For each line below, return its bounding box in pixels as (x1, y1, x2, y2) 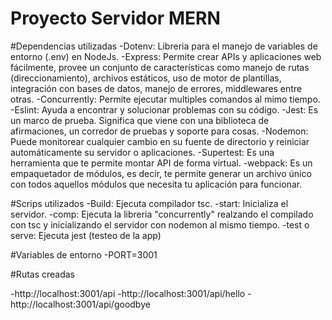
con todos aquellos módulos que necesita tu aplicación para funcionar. (10, 178, 303, 190)
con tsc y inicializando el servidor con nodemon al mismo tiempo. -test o (10, 218, 310, 231)
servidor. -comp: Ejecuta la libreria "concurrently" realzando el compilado (10, 208, 314, 220)
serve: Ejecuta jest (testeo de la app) (10, 229, 162, 241)
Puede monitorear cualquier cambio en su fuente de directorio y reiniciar (10, 135, 310, 147)
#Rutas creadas (10, 268, 76, 280)
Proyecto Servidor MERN (10, 7, 221, 30)
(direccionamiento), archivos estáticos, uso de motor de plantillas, (10, 72, 282, 84)
